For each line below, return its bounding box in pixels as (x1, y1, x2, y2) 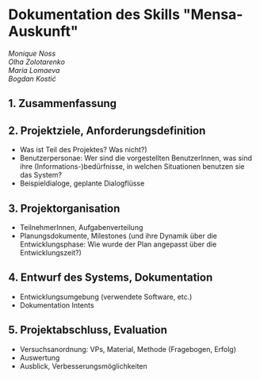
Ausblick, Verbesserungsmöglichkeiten (19, 361, 148, 370)
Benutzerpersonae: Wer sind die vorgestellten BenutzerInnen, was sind (19, 153, 252, 163)
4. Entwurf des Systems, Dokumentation (8, 271, 213, 285)
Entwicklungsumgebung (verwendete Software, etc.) (19, 292, 193, 301)
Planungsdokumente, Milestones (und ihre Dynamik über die (19, 231, 218, 240)
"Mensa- (182, 6, 243, 24)
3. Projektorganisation (8, 201, 120, 215)
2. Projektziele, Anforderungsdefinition (8, 124, 206, 137)
